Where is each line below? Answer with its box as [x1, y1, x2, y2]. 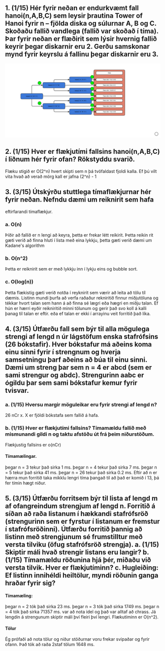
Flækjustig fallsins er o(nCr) [5, 442, 62, 448]
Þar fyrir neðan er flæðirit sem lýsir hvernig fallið [5, 34, 157, 43]
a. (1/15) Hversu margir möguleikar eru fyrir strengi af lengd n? [5, 401, 157, 408]
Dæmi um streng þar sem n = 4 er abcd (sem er [5, 363, 152, 372]
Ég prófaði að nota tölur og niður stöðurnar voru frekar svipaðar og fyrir [5, 636, 150, 642]
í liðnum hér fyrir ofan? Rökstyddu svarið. [5, 155, 135, 164]
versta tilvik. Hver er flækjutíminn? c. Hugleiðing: [5, 564, 159, 572]
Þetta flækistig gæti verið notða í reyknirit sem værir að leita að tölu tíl [5, 289, 146, 295]
